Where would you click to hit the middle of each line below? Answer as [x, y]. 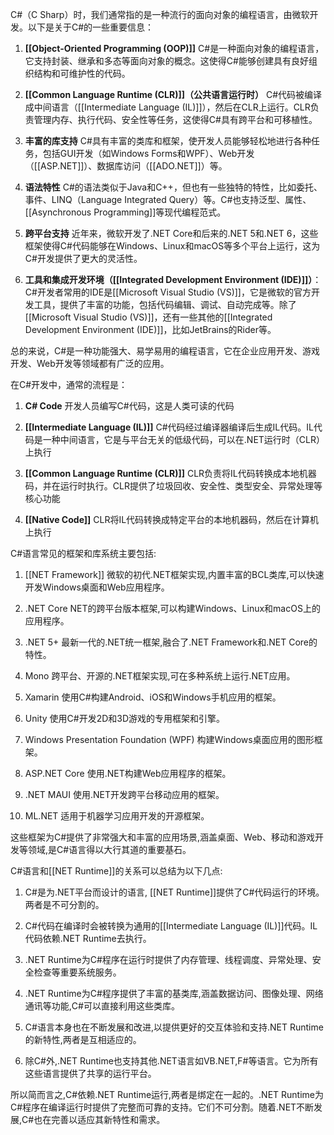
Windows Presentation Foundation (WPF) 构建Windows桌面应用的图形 [169, 739]
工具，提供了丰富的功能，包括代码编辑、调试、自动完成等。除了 [165, 304]
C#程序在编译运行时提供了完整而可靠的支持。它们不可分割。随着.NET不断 [162, 1107]
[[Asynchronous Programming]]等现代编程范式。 [125, 212]
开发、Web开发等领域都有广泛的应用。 [90, 363]
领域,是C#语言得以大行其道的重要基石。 [109, 849]
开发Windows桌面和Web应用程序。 [97, 587]
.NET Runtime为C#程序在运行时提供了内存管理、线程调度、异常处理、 [168, 959]
